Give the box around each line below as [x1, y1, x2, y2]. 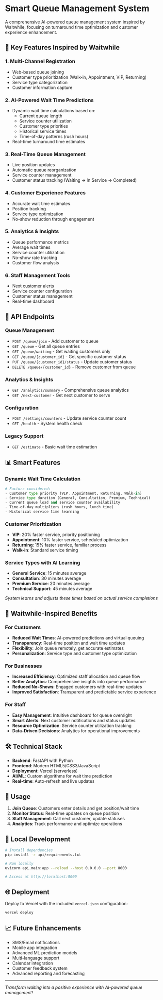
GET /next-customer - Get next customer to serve [12, 392, 111, 398]
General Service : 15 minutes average [12, 570, 86, 576]
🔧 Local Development [5, 835, 71, 843]
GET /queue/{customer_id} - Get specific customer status [12, 353, 127, 360]
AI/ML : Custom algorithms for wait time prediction [12, 773, 113, 779]
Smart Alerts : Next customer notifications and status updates [12, 717, 136, 723]
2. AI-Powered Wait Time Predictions [5, 97, 94, 103]
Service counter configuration [12, 288, 72, 294]
